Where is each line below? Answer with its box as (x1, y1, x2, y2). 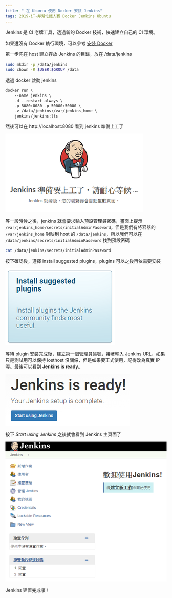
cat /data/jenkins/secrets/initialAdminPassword (5, 248, 111, 254)
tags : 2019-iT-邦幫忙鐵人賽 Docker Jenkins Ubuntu (5, 13, 111, 19)
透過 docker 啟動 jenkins (5, 77, 57, 83)
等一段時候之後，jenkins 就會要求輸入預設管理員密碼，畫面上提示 (5, 218, 143, 224)
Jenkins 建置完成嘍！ (5, 587, 50, 593)
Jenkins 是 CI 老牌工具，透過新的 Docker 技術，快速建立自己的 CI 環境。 (5, 29, 158, 35)
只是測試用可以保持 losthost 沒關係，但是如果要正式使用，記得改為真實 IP (5, 357, 160, 363)
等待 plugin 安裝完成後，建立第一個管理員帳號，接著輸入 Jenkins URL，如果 (5, 351, 165, 357)
